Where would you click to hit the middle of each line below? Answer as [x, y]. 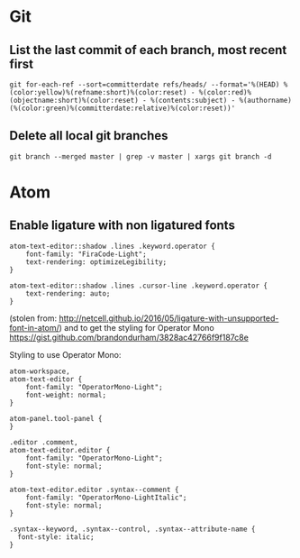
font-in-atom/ [35, 327]
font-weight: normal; [66, 395]
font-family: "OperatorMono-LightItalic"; [106, 498]
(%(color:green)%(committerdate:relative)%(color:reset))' [123, 108]
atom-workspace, [40, 371]
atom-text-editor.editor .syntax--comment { [94, 489]
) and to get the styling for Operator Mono [136, 327]
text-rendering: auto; [68, 293]
